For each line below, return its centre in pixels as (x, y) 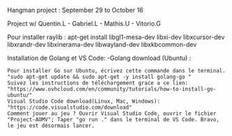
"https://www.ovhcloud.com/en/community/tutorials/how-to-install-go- (112, 89)
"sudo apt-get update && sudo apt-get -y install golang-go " (99, 77)
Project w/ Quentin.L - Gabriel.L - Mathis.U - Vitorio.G (84, 23)
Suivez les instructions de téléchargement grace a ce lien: (98, 83)
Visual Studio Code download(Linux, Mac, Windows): (84, 101)
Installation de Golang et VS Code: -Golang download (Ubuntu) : (99, 58)
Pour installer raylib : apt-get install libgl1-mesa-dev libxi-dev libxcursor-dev (116, 37)
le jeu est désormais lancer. (51, 126)
